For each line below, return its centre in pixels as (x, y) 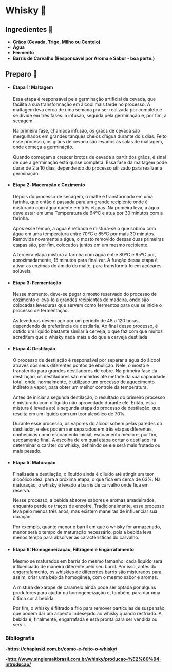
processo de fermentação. (41, 311)
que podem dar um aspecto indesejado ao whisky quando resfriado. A (87, 613)
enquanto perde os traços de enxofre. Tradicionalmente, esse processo (89, 506)
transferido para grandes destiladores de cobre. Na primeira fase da (85, 371)
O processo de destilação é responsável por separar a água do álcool (86, 360)
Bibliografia (20, 638)
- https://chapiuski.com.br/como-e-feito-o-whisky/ (61, 649)
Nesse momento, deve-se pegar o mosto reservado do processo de (84, 294)
